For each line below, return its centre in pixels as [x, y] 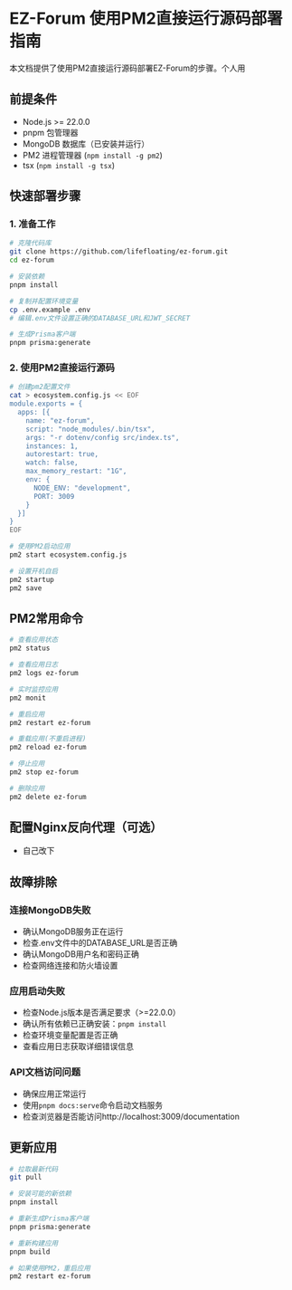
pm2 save [26, 588]
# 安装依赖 [27, 277]
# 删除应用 [27, 788]
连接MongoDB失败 [50, 910]
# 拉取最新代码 [34, 1169]
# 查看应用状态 [34, 640]
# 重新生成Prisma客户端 [49, 1218]
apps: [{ [34, 413]
